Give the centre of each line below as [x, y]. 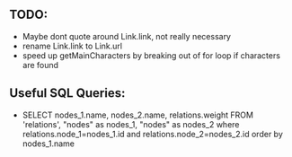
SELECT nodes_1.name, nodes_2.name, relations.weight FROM [138, 115]
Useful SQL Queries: [67, 93]
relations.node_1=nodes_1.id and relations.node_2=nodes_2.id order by [152, 134]
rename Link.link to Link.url [72, 46]
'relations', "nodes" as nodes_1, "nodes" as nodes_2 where [131, 124]
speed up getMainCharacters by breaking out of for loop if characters [151, 55]
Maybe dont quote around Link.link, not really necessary [127, 36]
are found [40, 65]
